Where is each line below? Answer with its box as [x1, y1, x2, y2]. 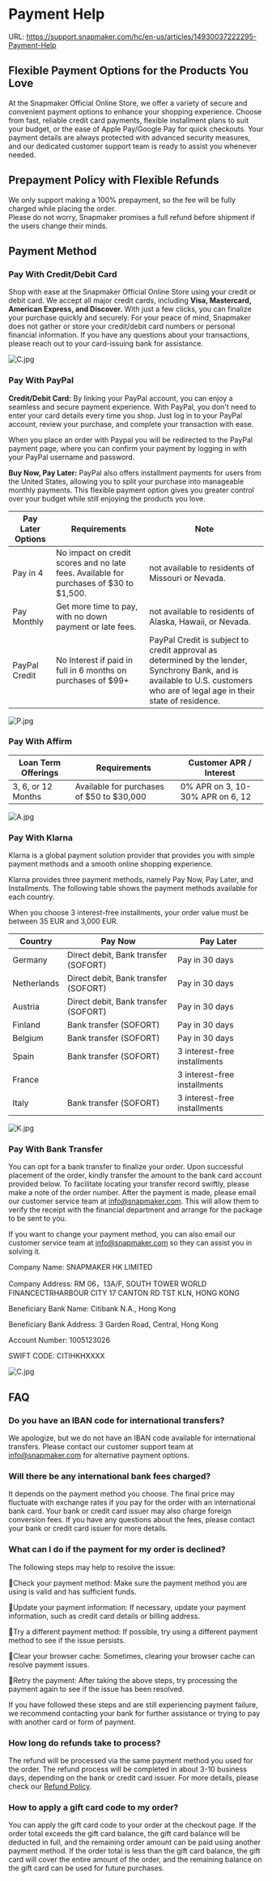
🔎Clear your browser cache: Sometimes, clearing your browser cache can [8, 1651, 255, 1660]
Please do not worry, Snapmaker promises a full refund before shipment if [8, 212, 255, 222]
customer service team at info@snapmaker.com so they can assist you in [8, 1238, 253, 1248]
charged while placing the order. [8, 204, 117, 213]
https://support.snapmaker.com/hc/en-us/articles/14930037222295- [26, 32, 257, 41]
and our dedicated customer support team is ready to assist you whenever [8, 141, 257, 151]
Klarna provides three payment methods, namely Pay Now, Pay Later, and [8, 875, 253, 885]
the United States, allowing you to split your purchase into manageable [8, 476, 244, 486]
